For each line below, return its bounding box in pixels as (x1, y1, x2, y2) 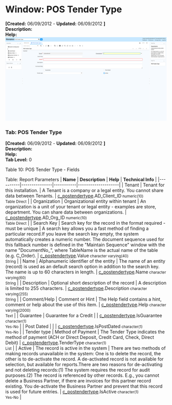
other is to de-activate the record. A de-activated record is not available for (5, 356, 164, 362)
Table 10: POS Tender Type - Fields (5, 166, 80, 173)
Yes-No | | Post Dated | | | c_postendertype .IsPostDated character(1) (5, 324, 143, 330)
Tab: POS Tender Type (5, 129, 62, 136)
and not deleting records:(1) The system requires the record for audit (5, 367, 150, 373)
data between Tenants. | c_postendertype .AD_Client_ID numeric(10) (5, 193, 144, 199)
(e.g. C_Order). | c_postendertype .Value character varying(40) (5, 252, 129, 259)
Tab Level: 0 (5, 157, 32, 163)
